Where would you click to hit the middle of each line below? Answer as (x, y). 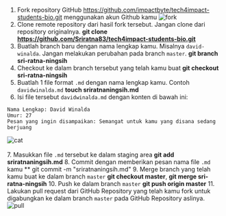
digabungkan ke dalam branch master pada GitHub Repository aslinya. (106, 198)
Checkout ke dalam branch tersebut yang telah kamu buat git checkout (118, 68)
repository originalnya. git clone (62, 31)
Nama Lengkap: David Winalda (49, 109)
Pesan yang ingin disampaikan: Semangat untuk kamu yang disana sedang (111, 122)
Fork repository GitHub (49, 10)
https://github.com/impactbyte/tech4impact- (147, 10)
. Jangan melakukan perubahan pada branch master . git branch (128, 53)
